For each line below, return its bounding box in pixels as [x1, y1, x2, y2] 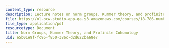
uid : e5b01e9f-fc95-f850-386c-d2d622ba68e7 [5, 35, 98, 40]
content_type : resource [5, 7, 55, 12]
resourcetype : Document [5, 26, 55, 31]
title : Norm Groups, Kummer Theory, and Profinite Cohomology [5, 30, 138, 35]
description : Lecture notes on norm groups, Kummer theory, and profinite [5, 12, 165, 17]
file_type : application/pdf [5, 21, 64, 26]
